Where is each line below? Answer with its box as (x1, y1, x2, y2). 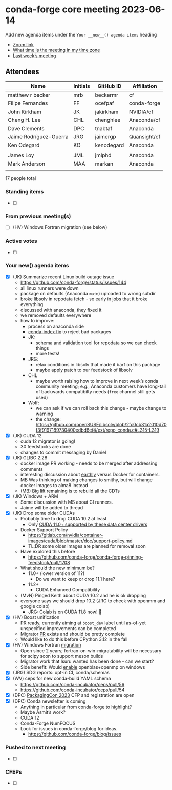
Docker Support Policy (20, 527, 68, 533)
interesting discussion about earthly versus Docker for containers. (20, 472, 160, 478)
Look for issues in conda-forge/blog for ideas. (20, 725, 118, 731)
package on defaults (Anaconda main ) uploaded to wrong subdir (20, 291, 156, 297)
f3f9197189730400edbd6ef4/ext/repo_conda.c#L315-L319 (35, 427, 160, 433)
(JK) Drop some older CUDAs (12, 510, 75, 516)
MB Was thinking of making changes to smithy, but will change (20, 477, 153, 483)
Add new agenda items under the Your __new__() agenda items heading (5, 31, 157, 38)
